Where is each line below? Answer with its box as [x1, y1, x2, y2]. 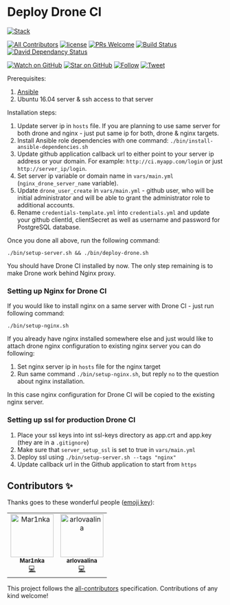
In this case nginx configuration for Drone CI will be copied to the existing [7, 391, 215, 399]
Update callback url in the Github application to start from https [16, 460, 197, 469]
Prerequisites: [7, 74, 47, 83]
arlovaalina [66, 557, 97, 565]
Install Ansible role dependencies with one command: [16, 136, 169, 145]
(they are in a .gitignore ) [16, 438, 89, 447]
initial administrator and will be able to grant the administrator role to [16, 194, 211, 202]
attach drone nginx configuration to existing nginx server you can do [7, 342, 201, 350]
